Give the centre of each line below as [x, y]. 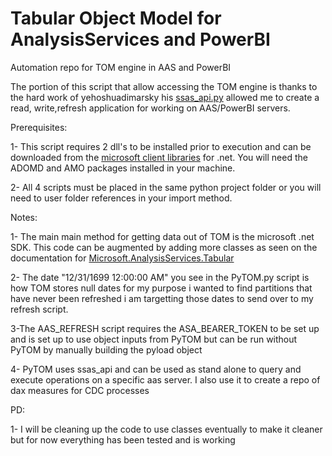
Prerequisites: [39, 127]
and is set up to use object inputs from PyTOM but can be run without [154, 339]
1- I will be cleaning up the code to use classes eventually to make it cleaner [166, 429]
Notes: [24, 217]
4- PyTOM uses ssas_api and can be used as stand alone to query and [156, 369]
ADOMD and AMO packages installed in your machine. [123, 168]
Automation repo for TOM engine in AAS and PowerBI [121, 67]
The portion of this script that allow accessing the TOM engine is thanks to [164, 86]
